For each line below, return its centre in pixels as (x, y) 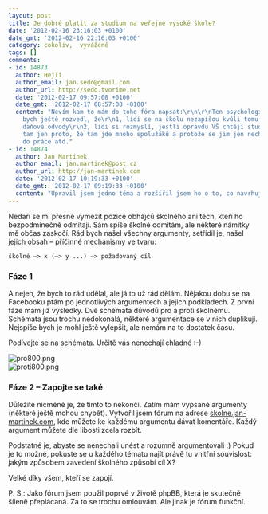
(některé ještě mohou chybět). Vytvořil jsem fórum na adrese (108, 413)
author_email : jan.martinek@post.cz (76, 164)
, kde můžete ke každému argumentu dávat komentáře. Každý (155, 422)
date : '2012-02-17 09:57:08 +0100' (75, 97)
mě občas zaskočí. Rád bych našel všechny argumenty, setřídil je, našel (126, 233)
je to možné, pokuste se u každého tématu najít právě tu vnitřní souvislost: (130, 454)
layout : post (30, 16)
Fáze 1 (21, 276)
